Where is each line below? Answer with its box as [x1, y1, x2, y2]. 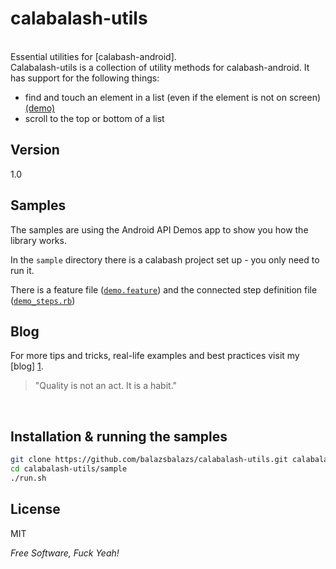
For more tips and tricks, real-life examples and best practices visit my [10, 350, 300, 362]
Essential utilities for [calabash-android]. [10, 50, 177, 62]
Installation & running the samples [10, 428, 228, 445]
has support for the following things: [10, 72, 160, 84]
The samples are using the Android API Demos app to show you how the [10, 223, 309, 236]
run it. [10, 264, 35, 276]
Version [10, 142, 60, 159]
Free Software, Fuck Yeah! [10, 547, 120, 559]
